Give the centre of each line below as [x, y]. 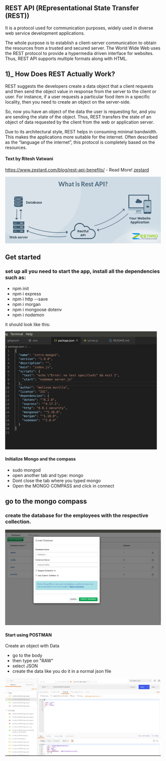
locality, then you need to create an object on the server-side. [68, 102]
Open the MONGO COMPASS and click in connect [63, 486]
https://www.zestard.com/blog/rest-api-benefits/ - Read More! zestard [77, 170]
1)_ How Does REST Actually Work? [60, 74]
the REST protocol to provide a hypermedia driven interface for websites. [80, 53]
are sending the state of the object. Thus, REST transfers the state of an [78, 117]
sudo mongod [26, 470]
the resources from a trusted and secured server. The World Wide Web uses [83, 48]
